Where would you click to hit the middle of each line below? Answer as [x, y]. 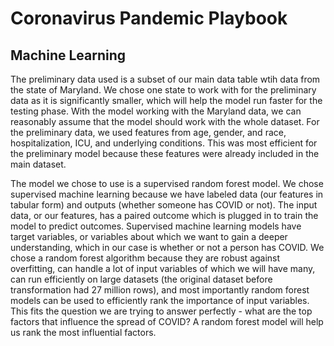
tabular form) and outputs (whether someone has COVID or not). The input [164, 205]
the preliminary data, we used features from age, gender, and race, [148, 132]
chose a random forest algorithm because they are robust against [145, 258]
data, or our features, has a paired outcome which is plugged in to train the [164, 215]
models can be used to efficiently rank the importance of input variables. [160, 300]
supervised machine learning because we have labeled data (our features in [167, 194]
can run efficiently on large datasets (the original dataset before [141, 279]
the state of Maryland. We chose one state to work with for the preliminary [163, 90]
